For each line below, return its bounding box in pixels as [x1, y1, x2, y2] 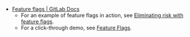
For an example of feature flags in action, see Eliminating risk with [20, 12, 184, 19]
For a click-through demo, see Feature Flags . [20, 24, 132, 31]
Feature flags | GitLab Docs [11, 6, 80, 12]
